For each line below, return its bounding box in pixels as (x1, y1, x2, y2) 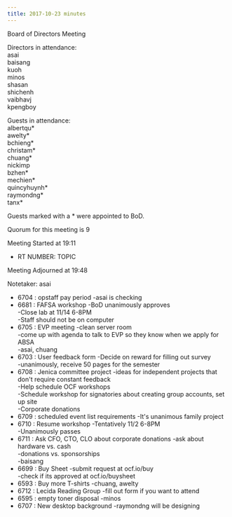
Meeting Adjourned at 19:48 (7, 266, 88, 274)
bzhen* (7, 168, 29, 177)
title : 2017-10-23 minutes (7, 10, 86, 18)
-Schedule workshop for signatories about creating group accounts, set (17, 390, 225, 398)
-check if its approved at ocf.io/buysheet (17, 471, 135, 480)
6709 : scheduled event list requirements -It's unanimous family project (17, 412, 224, 420)
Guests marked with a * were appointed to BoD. (7, 212, 145, 220)
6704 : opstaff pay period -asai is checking (17, 293, 142, 301)
